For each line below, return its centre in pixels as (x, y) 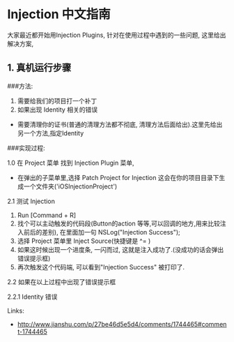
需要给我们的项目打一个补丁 (57, 101)
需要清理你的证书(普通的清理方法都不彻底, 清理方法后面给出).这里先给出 (120, 124)
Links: (16, 311)
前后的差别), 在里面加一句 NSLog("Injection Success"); (102, 232)
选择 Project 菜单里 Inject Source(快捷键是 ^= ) (84, 241)
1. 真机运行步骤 (39, 68)
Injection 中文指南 (59, 14)
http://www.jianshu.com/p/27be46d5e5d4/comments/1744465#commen (122, 324)
